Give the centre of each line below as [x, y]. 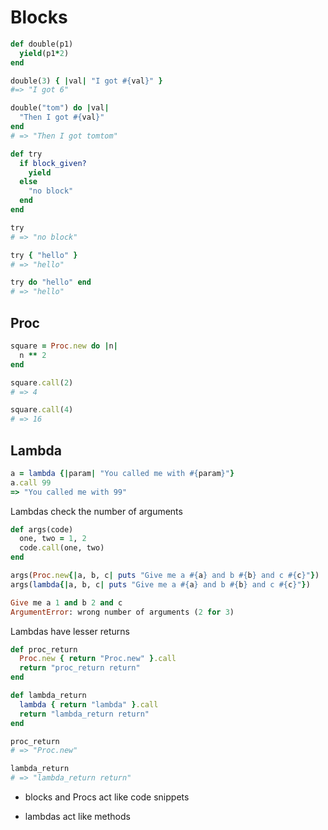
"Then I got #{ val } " [62, 117]
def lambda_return [48, 696]
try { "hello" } [44, 255]
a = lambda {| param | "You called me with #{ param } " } [122, 473]
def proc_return [44, 649]
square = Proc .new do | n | [64, 346]
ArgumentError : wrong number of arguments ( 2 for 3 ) [122, 612]
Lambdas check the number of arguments [96, 511]
